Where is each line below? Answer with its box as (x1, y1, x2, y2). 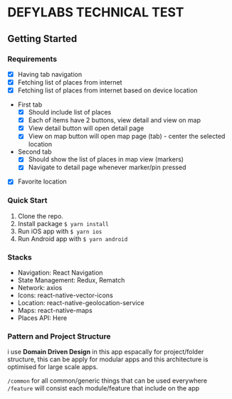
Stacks (7, 252, 32, 262)
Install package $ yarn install (17, 219, 109, 228)
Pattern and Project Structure (7, 331, 111, 341)
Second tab (17, 147, 52, 156)
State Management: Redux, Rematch (17, 276, 125, 284)
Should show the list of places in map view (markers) (28, 155, 184, 164)
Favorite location (17, 177, 68, 186)
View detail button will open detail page (28, 124, 144, 132)
